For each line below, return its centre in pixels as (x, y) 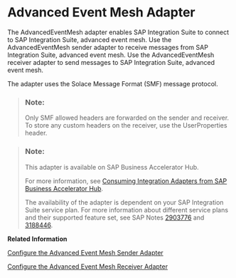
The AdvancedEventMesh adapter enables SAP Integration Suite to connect (118, 32)
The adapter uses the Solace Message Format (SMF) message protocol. (113, 83)
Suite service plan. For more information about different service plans (127, 210)
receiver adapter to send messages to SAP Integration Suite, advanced (111, 62)
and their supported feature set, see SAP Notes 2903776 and (114, 217)
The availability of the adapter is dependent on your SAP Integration (124, 202)
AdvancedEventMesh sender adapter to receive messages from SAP (108, 47)
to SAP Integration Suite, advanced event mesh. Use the (90, 39)
